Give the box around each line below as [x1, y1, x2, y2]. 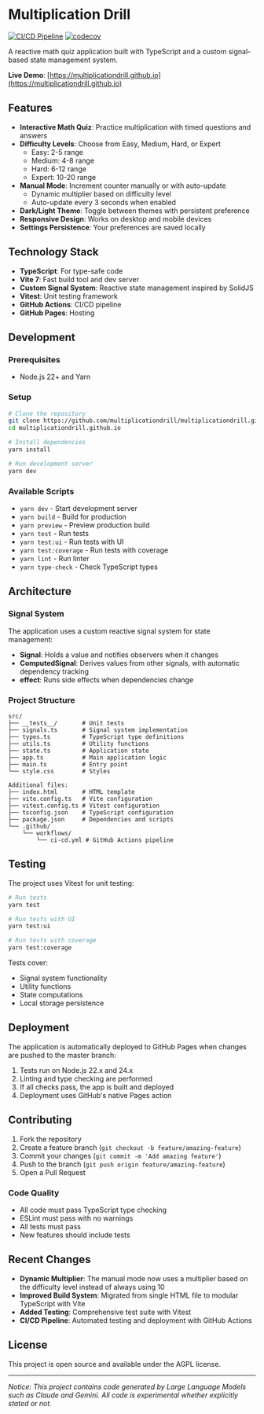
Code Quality [8, 1187, 60, 1198]
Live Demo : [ [8, 70, 50, 79]
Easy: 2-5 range [31, 147, 84, 156]
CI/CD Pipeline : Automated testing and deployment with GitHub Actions [19, 1315, 253, 1325]
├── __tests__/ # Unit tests [8, 719, 125, 727]
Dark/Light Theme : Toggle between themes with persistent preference [19, 206, 250, 215]
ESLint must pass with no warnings [19, 1213, 134, 1223]
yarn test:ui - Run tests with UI [19, 537, 124, 546]
